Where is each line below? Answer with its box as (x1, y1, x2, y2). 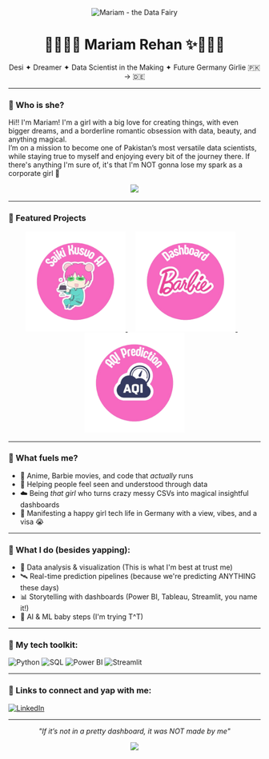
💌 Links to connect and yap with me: (8, 685, 152, 696)
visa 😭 (19, 517, 44, 526)
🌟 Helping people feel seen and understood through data (19, 479, 208, 489)
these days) (19, 583, 59, 593)
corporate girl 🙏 (8, 169, 60, 178)
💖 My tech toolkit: (8, 640, 78, 651)
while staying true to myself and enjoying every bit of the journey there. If (8, 152, 251, 162)
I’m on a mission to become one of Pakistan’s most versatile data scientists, (8, 143, 257, 153)
